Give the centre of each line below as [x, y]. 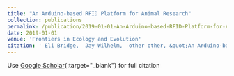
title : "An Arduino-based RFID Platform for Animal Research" [99, 13]
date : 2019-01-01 [32, 33]
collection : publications [45, 20]
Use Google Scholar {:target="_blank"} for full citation [84, 65]
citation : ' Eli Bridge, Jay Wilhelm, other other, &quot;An [101, 46]
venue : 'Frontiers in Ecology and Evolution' [74, 39]
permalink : [23, 26]
